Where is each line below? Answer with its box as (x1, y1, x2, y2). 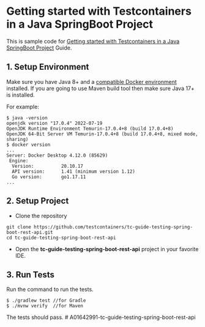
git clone (6, 224, 32, 230)
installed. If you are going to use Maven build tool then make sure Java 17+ (6, 85, 195, 92)
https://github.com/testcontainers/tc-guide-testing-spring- (33, 224, 193, 230)
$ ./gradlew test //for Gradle (6, 298, 86, 304)
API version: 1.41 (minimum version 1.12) (12, 168, 136, 175)
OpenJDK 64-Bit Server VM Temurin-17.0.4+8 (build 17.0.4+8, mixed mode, (6, 130, 199, 137)
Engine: (9, 157, 29, 163)
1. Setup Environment (6, 62, 89, 72)
